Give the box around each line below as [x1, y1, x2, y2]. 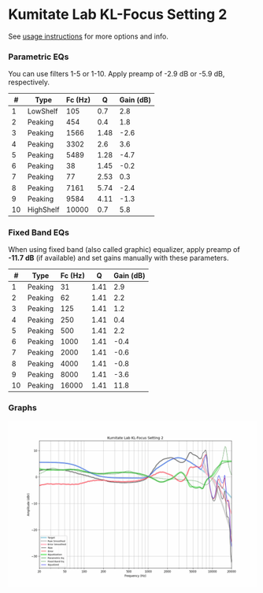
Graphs [8, 402, 37, 413]
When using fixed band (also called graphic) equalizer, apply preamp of [8, 245, 240, 254]
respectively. [8, 77, 50, 87]
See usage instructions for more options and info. [8, 32, 169, 41]
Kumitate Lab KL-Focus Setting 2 [8, 6, 228, 24]
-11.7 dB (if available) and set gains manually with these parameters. [8, 254, 229, 263]
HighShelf [27, 205, 60, 214]
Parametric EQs [8, 51, 69, 62]
